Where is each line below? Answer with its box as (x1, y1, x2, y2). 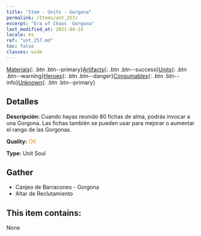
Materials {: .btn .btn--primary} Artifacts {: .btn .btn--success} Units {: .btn (6, 66, 187, 73)
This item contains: (6, 208, 82, 218)
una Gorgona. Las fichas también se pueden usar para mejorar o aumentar (6, 119, 195, 126)
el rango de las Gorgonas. (6, 126, 72, 133)
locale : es (6, 32, 34, 38)
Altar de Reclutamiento (15, 190, 74, 197)
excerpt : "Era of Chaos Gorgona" (6, 20, 95, 26)
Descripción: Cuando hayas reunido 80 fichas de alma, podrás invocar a (6, 113, 191, 120)
